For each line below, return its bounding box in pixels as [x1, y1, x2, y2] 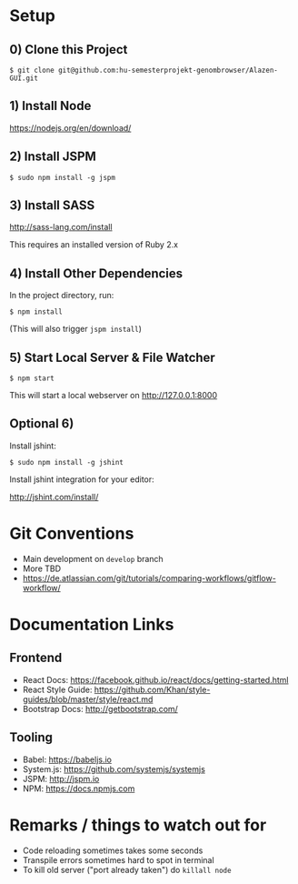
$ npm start [9, 374, 55, 383]
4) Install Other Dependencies [9, 266, 184, 281]
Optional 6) [9, 416, 74, 432]
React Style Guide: [22, 684, 93, 695]
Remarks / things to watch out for [9, 815, 267, 835]
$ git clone [9, 65, 55, 75]
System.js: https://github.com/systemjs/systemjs [22, 763, 206, 774]
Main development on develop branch [22, 553, 164, 564]
